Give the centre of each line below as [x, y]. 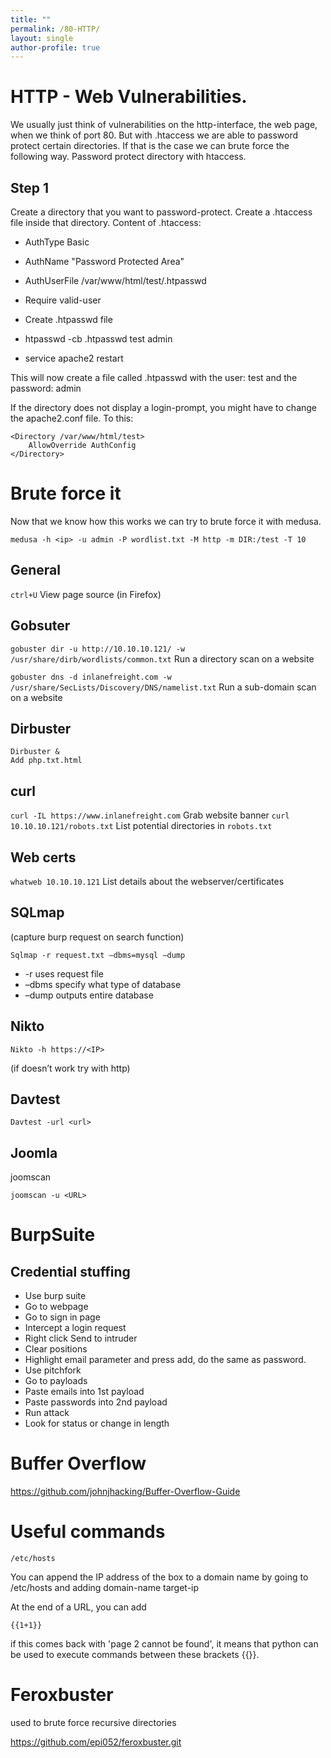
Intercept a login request [75, 1328]
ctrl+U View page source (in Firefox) [86, 594]
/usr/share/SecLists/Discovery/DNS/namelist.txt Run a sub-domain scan [163, 687]
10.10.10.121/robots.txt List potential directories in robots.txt [141, 826]
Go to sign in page [62, 1317]
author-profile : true [55, 47]
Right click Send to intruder [81, 1338]
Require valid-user [63, 300]
